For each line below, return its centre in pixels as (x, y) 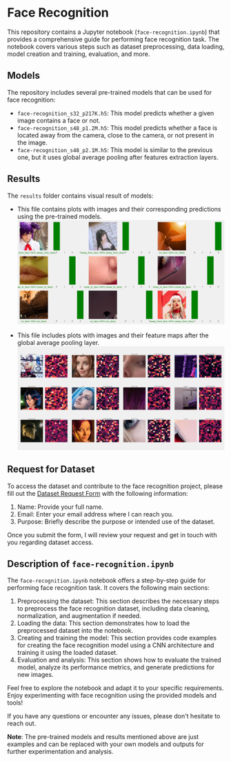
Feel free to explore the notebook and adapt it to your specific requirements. (115, 688)
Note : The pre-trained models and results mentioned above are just (103, 737)
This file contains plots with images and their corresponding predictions (119, 209)
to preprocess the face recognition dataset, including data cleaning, (113, 608)
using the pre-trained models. (59, 216)
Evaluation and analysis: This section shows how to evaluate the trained (119, 660)
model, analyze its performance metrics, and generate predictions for (116, 667)
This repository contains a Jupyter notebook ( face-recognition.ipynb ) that (113, 32)
